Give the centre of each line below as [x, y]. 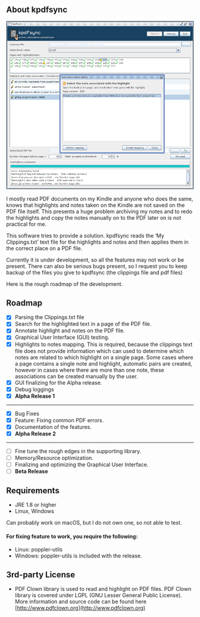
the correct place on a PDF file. [44, 248]
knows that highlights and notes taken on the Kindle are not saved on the [96, 205]
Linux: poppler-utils [39, 550]
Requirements [33, 490]
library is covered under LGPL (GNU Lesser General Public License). [99, 596]
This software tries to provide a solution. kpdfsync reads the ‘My [85, 236]
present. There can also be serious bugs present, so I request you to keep [97, 266]
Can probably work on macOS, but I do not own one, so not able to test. [94, 523]
